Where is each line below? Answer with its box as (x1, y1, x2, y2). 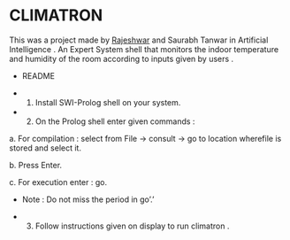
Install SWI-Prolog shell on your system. (34, 97, 181, 107)
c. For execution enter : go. (9, 176, 108, 187)
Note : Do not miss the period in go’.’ (21, 194, 155, 205)
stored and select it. (9, 143, 82, 153)
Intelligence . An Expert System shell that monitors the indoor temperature (9, 43, 279, 54)
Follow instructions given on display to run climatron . (34, 221, 230, 231)
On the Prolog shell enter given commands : (34, 116, 195, 127)
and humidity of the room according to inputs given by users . (9, 53, 234, 64)
